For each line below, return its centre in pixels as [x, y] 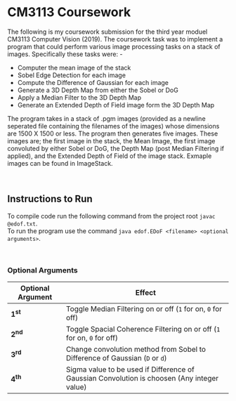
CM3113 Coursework [69, 12]
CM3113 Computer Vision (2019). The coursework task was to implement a [115, 39]
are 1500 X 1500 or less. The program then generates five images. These [113, 133]
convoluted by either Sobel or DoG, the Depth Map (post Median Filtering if [116, 148]
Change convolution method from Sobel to [136, 350]
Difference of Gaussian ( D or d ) [116, 358]
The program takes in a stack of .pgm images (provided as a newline [106, 118]
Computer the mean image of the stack [74, 67]
